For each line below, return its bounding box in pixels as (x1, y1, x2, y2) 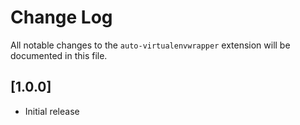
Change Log (10, 6, 113, 29)
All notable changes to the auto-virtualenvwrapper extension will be (10, 39, 291, 51)
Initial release (24, 105, 80, 117)
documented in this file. (10, 49, 108, 61)
